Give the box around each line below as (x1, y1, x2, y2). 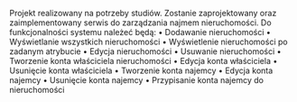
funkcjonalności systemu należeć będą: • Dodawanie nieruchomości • (9, 27, 271, 37)
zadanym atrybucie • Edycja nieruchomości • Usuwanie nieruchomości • (9, 46, 282, 57)
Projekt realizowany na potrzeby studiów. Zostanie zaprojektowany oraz (9, 8, 277, 18)
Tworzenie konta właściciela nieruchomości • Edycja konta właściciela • (9, 56, 278, 66)
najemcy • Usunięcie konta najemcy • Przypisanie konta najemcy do (9, 75, 265, 85)
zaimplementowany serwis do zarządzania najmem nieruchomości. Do (9, 17, 273, 28)
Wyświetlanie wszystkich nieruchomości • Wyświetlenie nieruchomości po (9, 36, 288, 47)
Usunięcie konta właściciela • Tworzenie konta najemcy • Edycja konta (9, 65, 274, 76)
